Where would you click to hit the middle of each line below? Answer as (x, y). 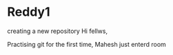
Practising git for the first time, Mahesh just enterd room (87, 44)
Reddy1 (29, 12)
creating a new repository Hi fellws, (58, 31)
